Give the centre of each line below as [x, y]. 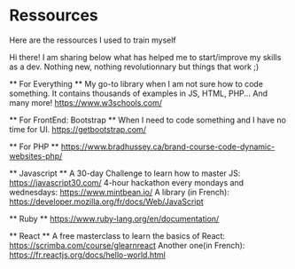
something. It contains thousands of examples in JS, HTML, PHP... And [139, 93]
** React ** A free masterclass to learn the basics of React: [117, 235]
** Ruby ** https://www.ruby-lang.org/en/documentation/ [114, 218]
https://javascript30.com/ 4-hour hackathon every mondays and [127, 182]
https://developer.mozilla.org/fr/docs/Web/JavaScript [106, 202]
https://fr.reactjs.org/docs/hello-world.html [87, 255]
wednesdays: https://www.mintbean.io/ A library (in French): [120, 192]
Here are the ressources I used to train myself [93, 40]
